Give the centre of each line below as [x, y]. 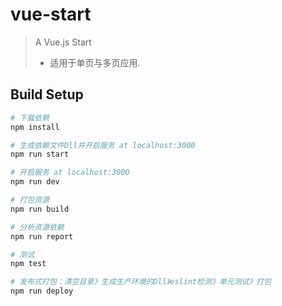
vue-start [51, 14]
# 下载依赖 [30, 118]
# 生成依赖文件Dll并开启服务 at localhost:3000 [103, 145]
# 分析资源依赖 [37, 227]
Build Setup [47, 94]
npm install [35, 127]
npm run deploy [42, 291]
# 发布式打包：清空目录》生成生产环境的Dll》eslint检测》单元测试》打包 [141, 282]
